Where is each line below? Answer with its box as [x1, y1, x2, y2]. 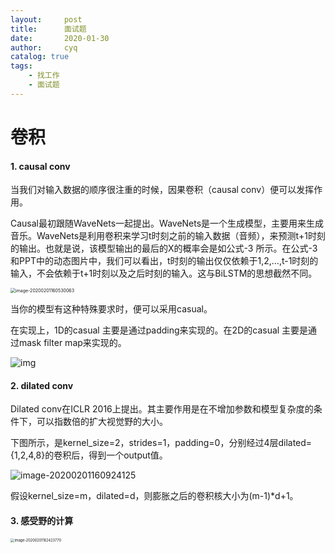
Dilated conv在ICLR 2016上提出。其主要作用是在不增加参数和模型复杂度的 [10, 403, 314, 415]
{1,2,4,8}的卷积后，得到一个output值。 [10, 449, 168, 461]
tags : [10, 61, 33, 71]
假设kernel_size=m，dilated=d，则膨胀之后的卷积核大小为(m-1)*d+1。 [10, 490, 299, 502]
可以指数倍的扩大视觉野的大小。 [36, 416, 168, 428]
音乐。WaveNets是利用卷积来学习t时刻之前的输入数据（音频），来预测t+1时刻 [10, 230, 326, 242]
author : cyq [10, 42, 78, 53]
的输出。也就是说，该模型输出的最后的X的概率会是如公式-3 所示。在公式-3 [10, 242, 318, 255]
